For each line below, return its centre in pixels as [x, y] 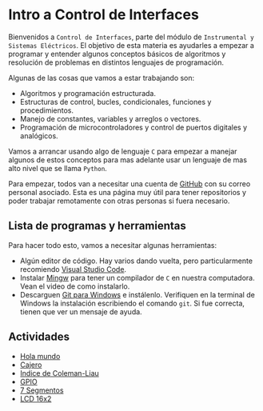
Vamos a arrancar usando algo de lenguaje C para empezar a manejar [123, 151]
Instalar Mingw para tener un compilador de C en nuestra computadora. [137, 277]
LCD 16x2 [36, 398]
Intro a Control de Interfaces [104, 15]
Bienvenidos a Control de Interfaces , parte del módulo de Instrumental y [131, 37]
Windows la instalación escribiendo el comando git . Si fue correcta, [132, 303]
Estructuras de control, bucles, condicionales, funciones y [116, 102]
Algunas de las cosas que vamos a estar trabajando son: [102, 78]
